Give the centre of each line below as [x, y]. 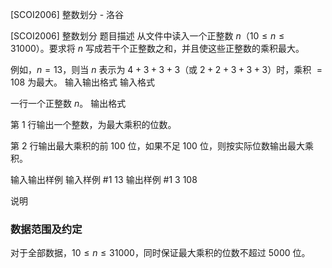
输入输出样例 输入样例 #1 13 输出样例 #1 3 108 [104, 179]
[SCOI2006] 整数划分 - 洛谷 [67, 14]
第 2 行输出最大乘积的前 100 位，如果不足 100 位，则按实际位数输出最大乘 [162, 146]
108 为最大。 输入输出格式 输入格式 [82, 82]
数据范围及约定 [46, 229]
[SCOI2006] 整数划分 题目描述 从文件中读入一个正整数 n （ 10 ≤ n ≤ [147, 36]
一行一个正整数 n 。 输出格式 [68, 103]
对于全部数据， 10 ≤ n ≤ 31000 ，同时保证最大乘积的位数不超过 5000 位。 [160, 253]
